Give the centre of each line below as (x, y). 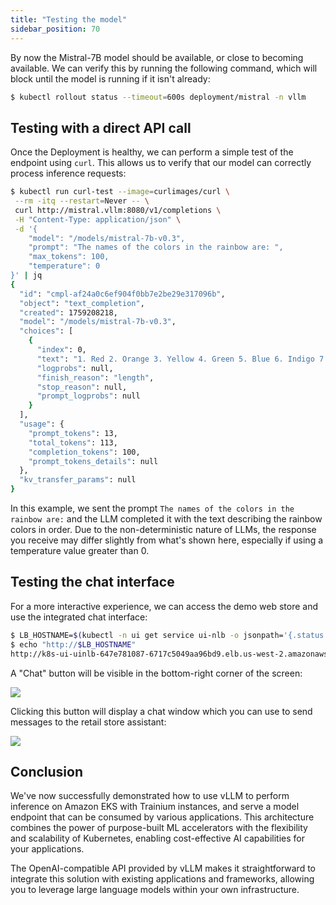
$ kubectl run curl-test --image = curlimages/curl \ (120, 192)
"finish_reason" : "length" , (95, 377)
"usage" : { (42, 424)
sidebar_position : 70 (55, 29)
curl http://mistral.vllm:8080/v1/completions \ (118, 210)
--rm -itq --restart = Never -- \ (82, 201)
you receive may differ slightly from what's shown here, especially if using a (167, 540)
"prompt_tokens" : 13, (73, 433)
